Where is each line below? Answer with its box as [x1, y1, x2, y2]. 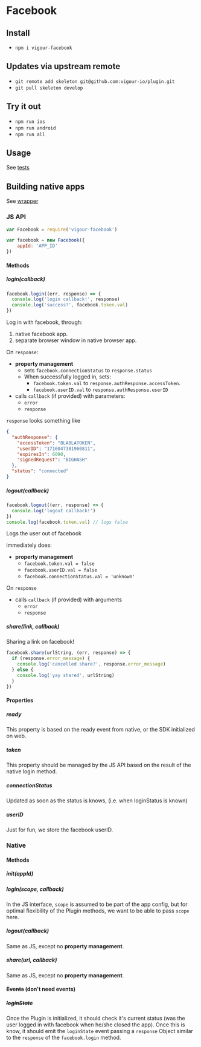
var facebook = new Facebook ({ [6, 237, 85, 243]
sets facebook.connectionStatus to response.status [24, 367, 153, 374]
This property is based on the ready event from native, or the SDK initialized [6, 726, 195, 733]
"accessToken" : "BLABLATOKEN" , [17, 440, 96, 446]
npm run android [14, 125, 56, 131]
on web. [6, 732, 27, 739]
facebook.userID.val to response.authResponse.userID [33, 386, 168, 394]
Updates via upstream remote [6, 61, 121, 71]
